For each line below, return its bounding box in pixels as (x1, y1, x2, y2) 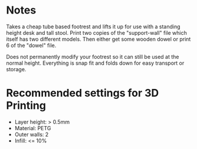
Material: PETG (14, 124, 51, 131)
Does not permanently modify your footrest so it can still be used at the (6, 53, 179, 60)
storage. (6, 65, 27, 72)
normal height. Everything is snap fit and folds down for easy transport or (6, 59, 185, 67)
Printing (6, 99, 46, 112)
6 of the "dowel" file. (6, 42, 57, 49)
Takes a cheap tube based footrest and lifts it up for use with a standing (6, 23, 181, 30)
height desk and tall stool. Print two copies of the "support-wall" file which (6, 29, 187, 36)
